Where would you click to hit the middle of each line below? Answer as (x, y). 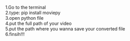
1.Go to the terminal (25, 7)
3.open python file (24, 18)
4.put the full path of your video (38, 23)
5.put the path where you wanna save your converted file (65, 29)
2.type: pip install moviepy (33, 13)
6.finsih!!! (15, 34)
